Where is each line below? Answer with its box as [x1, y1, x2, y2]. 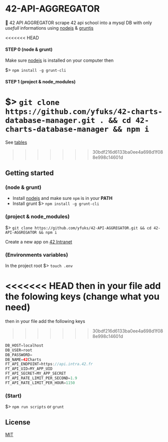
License [5, 418, 31, 427]
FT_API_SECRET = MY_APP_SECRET [5, 371, 66, 376]
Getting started [5, 169, 54, 177]
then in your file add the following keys [5, 318, 85, 324]
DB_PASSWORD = [5, 352, 33, 357]
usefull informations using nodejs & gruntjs [5, 25, 94, 31]
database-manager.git [5, 116, 95, 125]
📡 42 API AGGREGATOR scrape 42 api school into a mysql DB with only [5, 20, 152, 26]
